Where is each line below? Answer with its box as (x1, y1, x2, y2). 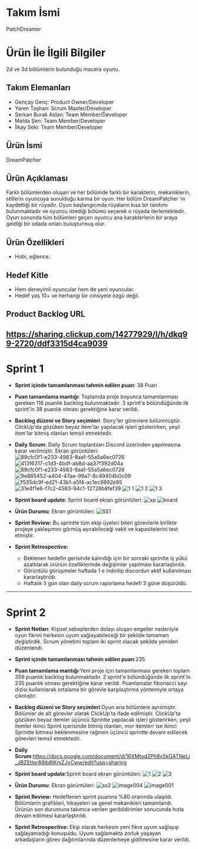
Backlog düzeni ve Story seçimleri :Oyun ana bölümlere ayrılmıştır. (14, 703, 177, 710)
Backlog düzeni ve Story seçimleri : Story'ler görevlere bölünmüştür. (14, 417, 181, 424)
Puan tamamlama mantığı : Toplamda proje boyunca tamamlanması (14, 393, 179, 400)
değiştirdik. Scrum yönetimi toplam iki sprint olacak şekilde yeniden (14, 638, 179, 645)
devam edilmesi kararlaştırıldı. (14, 812, 87, 819)
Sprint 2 (6, 605, 46, 619)
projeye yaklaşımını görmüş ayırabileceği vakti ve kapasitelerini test (14, 525, 179, 532)
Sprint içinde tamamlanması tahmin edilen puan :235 (14, 655, 146, 663)
